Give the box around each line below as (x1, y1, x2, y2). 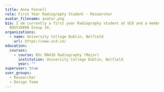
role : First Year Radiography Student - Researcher (5, 12, 112, 17)
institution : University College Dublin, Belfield (18, 57, 123, 62)
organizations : (5, 30, 36, 35)
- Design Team (9, 79, 38, 84)
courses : (9, 48, 27, 53)
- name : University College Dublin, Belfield (9, 35, 104, 39)
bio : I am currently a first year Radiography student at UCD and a (5, 20, 147, 26)
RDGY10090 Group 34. (9, 25, 51, 30)
